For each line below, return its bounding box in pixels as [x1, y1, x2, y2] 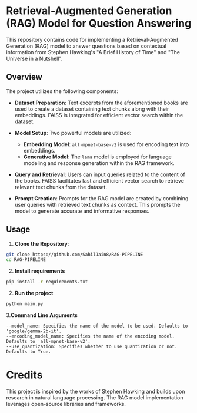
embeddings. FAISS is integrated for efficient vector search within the [14, 111, 183, 118]
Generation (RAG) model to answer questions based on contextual [6, 42, 166, 49]
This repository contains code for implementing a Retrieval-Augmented [6, 36, 178, 43]
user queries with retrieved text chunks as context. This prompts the [14, 201, 181, 208]
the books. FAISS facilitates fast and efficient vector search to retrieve [14, 177, 184, 184]
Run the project [14, 290, 54, 297]
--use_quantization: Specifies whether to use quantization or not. [6, 343, 178, 350]
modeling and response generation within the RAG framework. [23, 159, 175, 166]
